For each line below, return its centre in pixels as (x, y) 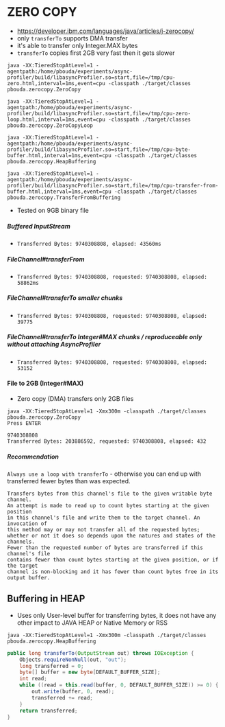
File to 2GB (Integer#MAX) (45, 383)
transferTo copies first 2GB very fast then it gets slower (96, 53)
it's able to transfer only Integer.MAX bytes (77, 45)
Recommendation (33, 457)
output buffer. (29, 577)
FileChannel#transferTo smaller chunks (65, 298)
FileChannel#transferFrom (46, 259)
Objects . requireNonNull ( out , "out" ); (73, 660)
